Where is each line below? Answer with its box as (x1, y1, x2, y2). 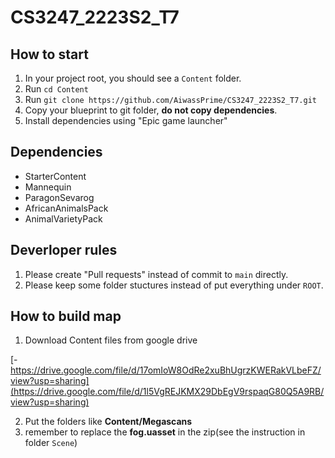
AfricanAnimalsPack (24, 202, 109, 214)
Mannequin (24, 181, 72, 193)
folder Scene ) (24, 437, 78, 449)
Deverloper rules (10, 242, 118, 259)
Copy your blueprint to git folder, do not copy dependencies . (24, 104, 278, 116)
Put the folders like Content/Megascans (24, 416, 193, 428)
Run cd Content (24, 83, 89, 95)
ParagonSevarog (24, 191, 95, 203)
